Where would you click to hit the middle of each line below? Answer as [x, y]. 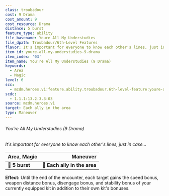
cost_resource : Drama [28, 24]
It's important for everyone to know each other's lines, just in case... [76, 144]
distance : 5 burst [24, 29]
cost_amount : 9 [21, 19]
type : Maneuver [21, 113]
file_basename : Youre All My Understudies [50, 38]
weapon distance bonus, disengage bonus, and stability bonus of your [78, 183]
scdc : [11, 94]
